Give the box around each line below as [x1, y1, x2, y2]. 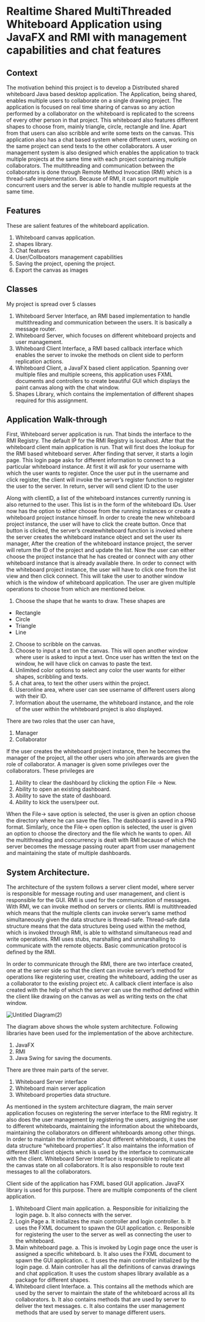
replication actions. [15, 357, 64, 365]
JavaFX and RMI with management [6, 31, 187, 44]
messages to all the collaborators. [6, 1168, 92, 1176]
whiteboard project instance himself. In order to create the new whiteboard [6, 514, 195, 521]
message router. [15, 325, 57, 332]
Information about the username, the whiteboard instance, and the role [15, 699, 194, 706]
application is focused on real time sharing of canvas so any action [6, 103, 175, 111]
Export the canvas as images [15, 266, 89, 274]
